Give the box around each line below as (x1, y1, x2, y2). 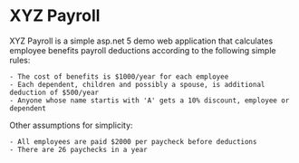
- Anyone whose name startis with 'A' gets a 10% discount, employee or (9, 96, 290, 105)
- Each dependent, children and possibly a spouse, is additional (9, 80, 265, 89)
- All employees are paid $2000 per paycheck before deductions (9, 137, 257, 146)
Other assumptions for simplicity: (9, 120, 133, 130)
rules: (9, 54, 31, 65)
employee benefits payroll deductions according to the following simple (9, 44, 276, 55)
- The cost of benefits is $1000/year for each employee (9, 72, 229, 81)
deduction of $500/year (9, 88, 100, 97)
